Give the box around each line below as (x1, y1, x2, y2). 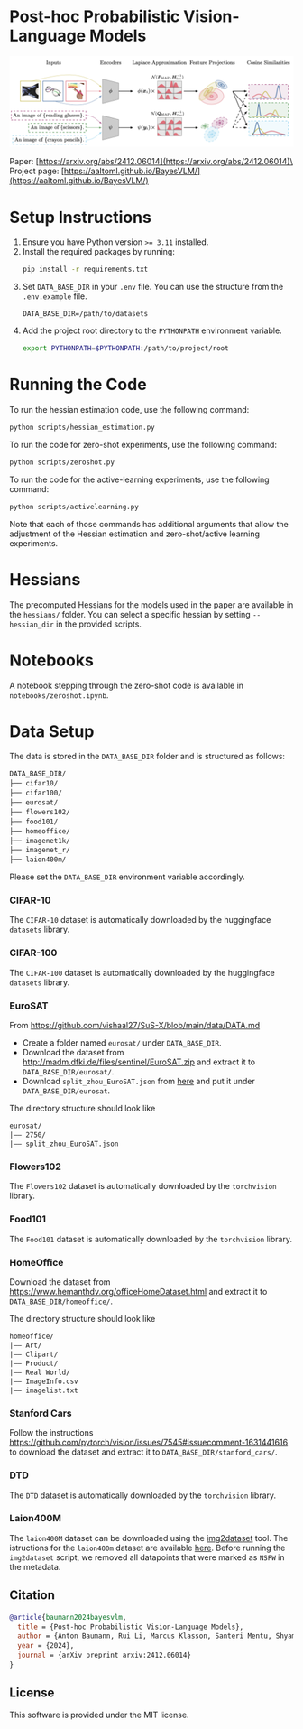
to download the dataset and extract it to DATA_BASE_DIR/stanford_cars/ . (9, 1446, 278, 1457)
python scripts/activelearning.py (9, 502, 140, 511)
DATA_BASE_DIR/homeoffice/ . (9, 1296, 114, 1306)
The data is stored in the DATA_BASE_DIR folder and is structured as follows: (9, 751, 286, 762)
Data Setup (9, 720, 95, 741)
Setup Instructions (9, 207, 151, 228)
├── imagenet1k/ (9, 836, 70, 845)
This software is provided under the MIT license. (9, 1709, 189, 1720)
